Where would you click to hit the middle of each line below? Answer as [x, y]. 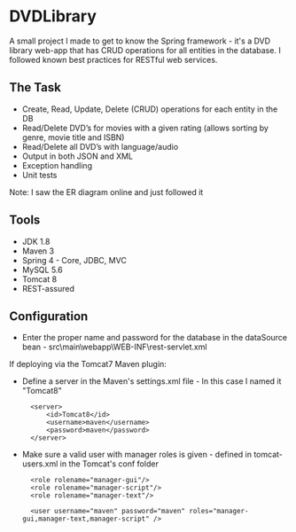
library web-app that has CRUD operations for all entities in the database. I [145, 50]
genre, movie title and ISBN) [73, 137]
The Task [35, 87]
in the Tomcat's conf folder [109, 464]
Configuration [49, 316]
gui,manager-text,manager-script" [86, 519]
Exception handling [57, 165]
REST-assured [48, 288]
